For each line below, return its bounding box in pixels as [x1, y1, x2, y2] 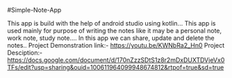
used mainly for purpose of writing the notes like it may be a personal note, [7, 27, 222, 35]
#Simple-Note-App [7, 6, 62, 14]
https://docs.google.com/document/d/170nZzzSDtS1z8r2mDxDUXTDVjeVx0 [7, 56, 225, 64]
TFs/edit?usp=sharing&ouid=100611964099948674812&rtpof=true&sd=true [7, 64, 224, 71]
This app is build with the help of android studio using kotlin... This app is [7, 19, 216, 27]
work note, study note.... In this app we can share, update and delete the [7, 34, 215, 42]
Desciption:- [7, 48, 43, 57]
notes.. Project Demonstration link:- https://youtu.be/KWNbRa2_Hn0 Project [7, 41, 225, 49]
